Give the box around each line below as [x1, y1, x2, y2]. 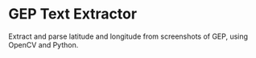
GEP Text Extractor [8, 5, 138, 23]
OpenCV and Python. [8, 39, 79, 49]
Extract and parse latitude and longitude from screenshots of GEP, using [8, 31, 248, 41]
